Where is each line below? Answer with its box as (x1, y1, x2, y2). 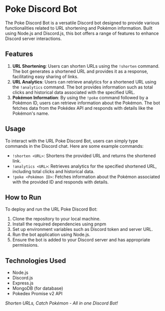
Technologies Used (5, 256, 66, 265)
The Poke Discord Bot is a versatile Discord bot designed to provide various (5, 20, 160, 26)
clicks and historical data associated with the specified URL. (12, 89, 135, 95)
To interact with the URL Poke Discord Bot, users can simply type (5, 137, 138, 144)
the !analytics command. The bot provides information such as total (12, 84, 153, 90)
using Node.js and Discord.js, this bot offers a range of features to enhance (5, 30, 159, 36)
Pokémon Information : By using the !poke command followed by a (12, 94, 149, 100)
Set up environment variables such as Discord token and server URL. (12, 226, 153, 232)
